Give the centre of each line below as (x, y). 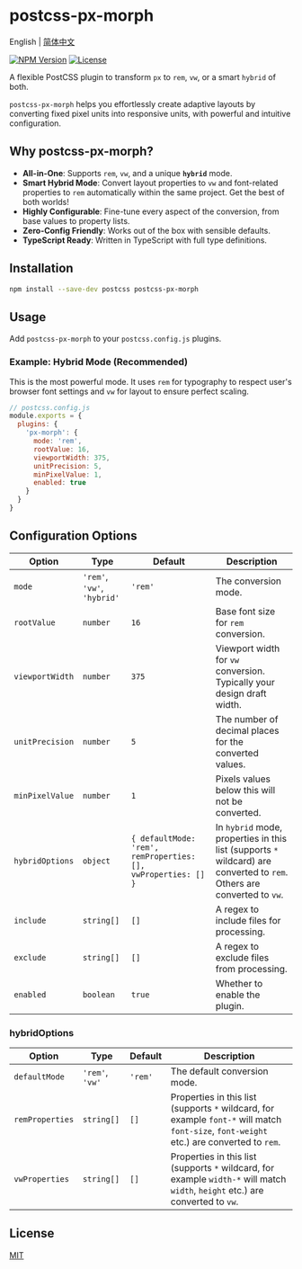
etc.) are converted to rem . (226, 1142)
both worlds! (46, 201)
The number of (247, 719)
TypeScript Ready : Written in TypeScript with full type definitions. (145, 240)
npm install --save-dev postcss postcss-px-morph (104, 289)
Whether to (239, 983)
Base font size (245, 611)
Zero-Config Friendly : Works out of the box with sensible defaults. (147, 230)
